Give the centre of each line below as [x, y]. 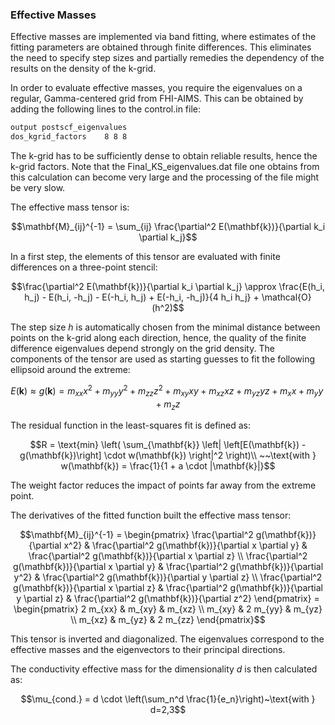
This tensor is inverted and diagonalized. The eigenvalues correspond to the [167, 639]
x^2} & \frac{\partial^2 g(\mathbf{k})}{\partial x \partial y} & [185, 545]
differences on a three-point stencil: [84, 267]
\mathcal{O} [286, 297]
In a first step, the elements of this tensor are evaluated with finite [145, 257]
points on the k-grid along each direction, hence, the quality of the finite [158, 338]
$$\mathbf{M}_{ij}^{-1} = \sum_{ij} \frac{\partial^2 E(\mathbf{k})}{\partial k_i [168, 227]
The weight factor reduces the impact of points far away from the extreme [163, 485]
